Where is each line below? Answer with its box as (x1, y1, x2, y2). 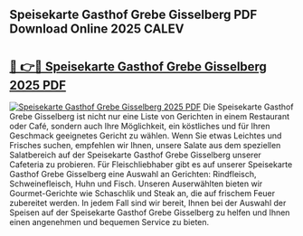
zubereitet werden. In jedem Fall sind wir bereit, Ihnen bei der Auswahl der (9, 198, 287, 208)
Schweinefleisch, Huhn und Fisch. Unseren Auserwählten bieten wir (9, 178, 263, 189)
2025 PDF (9, 77, 66, 93)
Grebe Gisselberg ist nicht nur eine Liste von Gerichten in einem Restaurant (9, 111, 290, 121)
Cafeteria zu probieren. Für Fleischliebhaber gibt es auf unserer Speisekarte (9, 159, 293, 170)
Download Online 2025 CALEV (9, 22, 185, 37)
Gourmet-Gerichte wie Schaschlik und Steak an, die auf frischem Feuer (9, 188, 276, 198)
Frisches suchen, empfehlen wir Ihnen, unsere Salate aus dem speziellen (9, 140, 281, 150)
